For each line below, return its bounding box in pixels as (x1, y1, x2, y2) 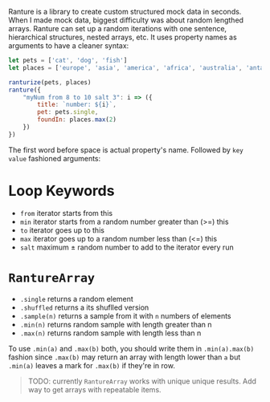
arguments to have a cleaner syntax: (8, 41, 129, 51)
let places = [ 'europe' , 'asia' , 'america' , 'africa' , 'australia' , (8, 63, 243, 71)
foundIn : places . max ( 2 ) (37, 116, 117, 124)
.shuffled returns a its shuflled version (19, 303, 149, 312)
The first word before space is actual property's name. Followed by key (8, 144, 243, 155)
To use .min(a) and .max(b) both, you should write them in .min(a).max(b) (8, 343, 255, 353)
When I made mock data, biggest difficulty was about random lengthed (8, 15, 243, 25)
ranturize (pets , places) (8, 78, 92, 87)
